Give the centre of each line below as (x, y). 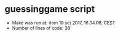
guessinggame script (50, 9)
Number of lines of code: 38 (41, 28)
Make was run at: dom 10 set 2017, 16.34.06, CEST (63, 23)
